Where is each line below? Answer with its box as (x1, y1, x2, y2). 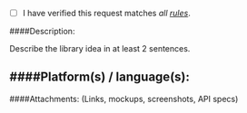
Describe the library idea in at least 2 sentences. (9, 43, 191, 54)
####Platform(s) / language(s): (9, 70, 191, 85)
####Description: (9, 26, 75, 37)
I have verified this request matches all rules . (22, 8, 191, 18)
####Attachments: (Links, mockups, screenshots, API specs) (9, 93, 239, 104)
